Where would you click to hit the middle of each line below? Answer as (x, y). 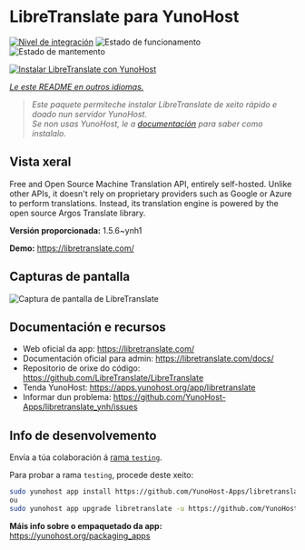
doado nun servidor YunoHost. (89, 114)
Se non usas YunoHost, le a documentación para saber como (147, 124)
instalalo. (49, 133)
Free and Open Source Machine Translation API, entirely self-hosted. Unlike (151, 184)
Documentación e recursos (88, 327)
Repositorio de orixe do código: (81, 368)
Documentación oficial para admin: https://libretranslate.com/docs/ (148, 359)
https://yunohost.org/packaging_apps (80, 535)
